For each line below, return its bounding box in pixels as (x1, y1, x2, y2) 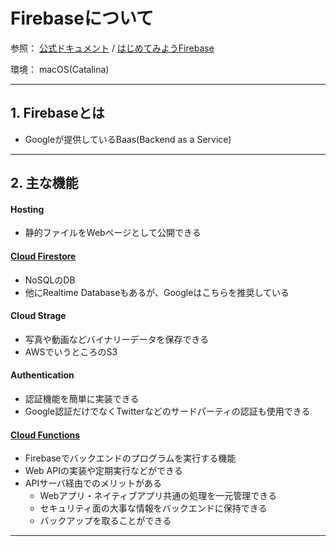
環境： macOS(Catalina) (10, 63, 110, 75)
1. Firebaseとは (10, 105, 105, 122)
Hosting (10, 203, 45, 215)
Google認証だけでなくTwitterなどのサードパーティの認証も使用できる (24, 405, 311, 417)
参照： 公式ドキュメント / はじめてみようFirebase (10, 42, 215, 54)
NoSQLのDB (24, 274, 76, 286)
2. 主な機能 (10, 175, 79, 192)
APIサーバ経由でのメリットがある (24, 477, 163, 489)
